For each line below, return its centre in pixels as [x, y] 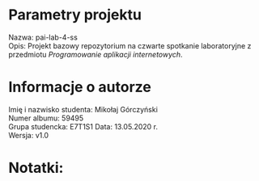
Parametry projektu [75, 15]
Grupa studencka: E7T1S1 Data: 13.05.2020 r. [83, 126]
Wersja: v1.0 [29, 135]
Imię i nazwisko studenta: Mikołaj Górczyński [83, 109]
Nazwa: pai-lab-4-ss [43, 37]
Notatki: [36, 168]
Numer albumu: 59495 [46, 118]
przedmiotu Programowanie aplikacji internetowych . [96, 54]
